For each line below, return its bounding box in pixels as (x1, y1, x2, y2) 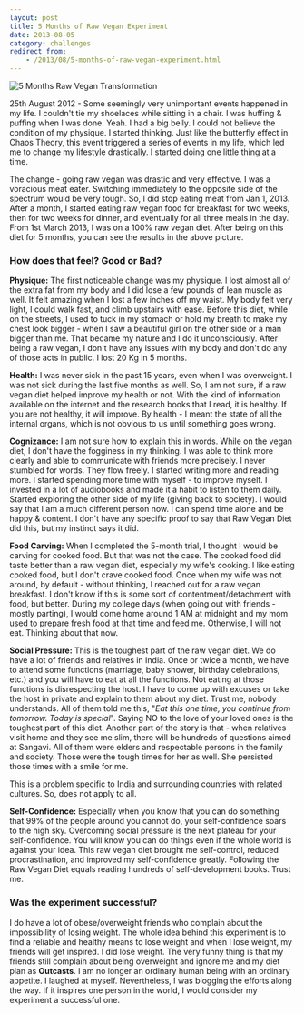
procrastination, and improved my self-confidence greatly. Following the (9, 854, 279, 865)
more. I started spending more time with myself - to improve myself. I (9, 475, 268, 486)
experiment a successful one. (9, 994, 121, 1005)
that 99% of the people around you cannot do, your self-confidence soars (9, 816, 287, 827)
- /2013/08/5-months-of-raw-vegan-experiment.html (25, 55, 221, 65)
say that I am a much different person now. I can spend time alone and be (9, 504, 284, 515)
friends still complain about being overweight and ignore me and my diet (9, 956, 280, 967)
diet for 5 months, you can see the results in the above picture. (9, 232, 244, 242)
